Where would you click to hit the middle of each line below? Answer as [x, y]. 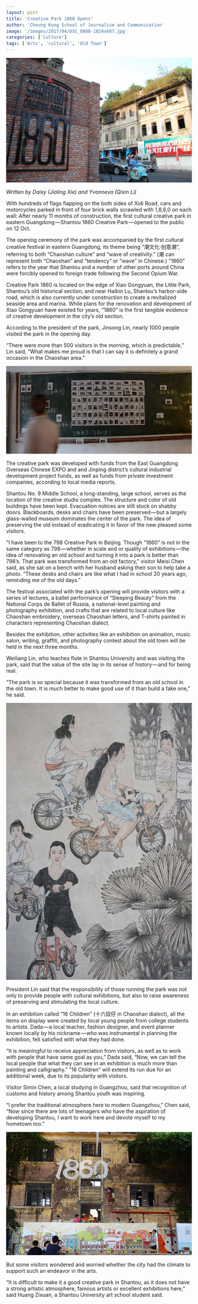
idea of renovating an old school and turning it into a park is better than [92, 555]
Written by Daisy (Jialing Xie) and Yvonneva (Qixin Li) [71, 192]
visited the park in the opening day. [49, 334]
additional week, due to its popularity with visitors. [67, 1076]
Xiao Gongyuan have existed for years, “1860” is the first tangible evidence [97, 310]
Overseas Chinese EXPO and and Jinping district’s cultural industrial [89, 469]
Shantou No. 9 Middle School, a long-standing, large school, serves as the [96, 494]
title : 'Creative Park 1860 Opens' [50, 19]
